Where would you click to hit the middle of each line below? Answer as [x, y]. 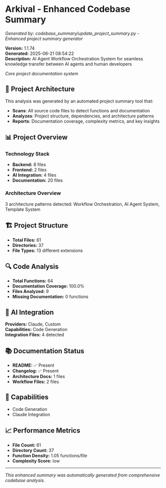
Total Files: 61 [27, 240]
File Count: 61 [26, 445]
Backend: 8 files [29, 165]
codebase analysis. [25, 480]
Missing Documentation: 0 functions [50, 297]
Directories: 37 [28, 245]
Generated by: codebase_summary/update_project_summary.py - [72, 33]
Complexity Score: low [36, 461]
